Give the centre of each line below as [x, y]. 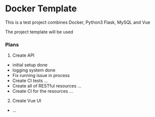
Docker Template [41, 9]
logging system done [34, 70]
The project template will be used [39, 32]
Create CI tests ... [30, 81]
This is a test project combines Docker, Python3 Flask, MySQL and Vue [78, 22]
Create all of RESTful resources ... [47, 86]
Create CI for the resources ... [43, 91]
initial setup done [30, 65]
